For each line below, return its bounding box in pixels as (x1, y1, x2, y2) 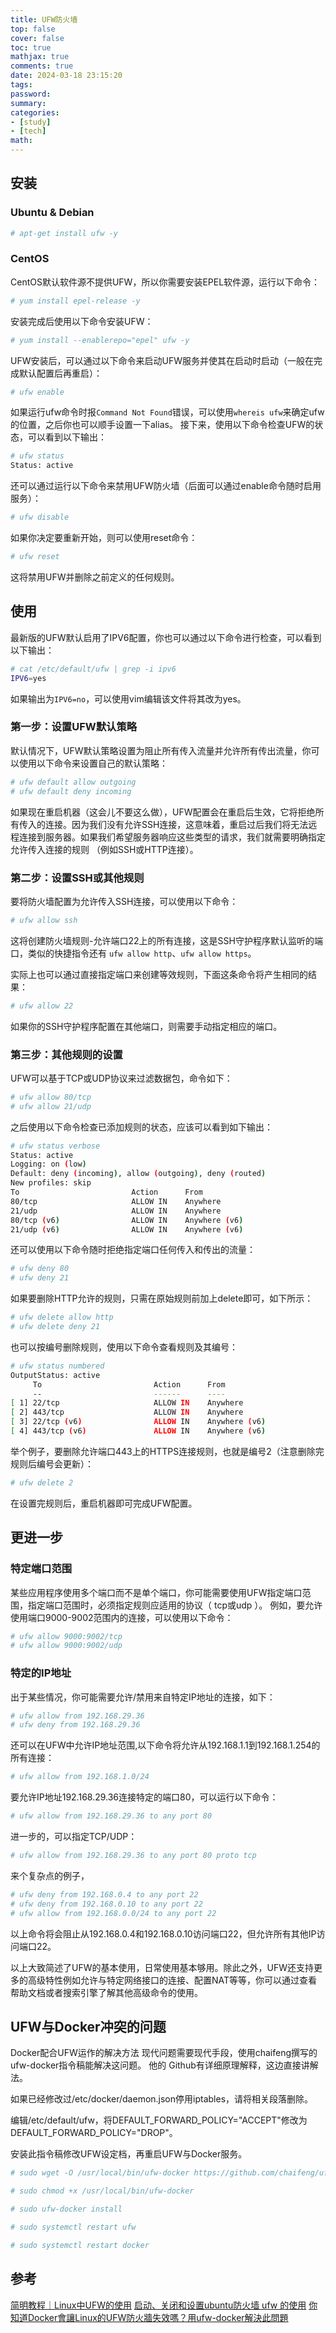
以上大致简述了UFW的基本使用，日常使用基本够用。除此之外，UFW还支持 (10, 1961, 314, 1973)
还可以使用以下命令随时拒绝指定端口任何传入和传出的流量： (10, 1244, 256, 1256)
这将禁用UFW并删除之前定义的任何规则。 (10, 571, 180, 583)
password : (10, 89, 52, 99)
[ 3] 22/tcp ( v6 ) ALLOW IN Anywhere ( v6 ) (10, 1417, 267, 1427)
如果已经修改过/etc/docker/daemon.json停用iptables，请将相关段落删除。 (10, 2093, 314, 2105)
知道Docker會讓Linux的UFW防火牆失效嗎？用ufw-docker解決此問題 (10, 2311, 289, 2323)
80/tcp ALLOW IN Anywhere (10, 1196, 222, 1206)
